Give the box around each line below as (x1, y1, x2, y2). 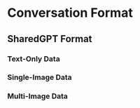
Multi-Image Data (7, 91, 69, 101)
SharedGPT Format (7, 33, 92, 45)
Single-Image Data (7, 72, 72, 82)
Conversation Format (7, 5, 133, 21)
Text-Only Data (7, 54, 61, 64)
